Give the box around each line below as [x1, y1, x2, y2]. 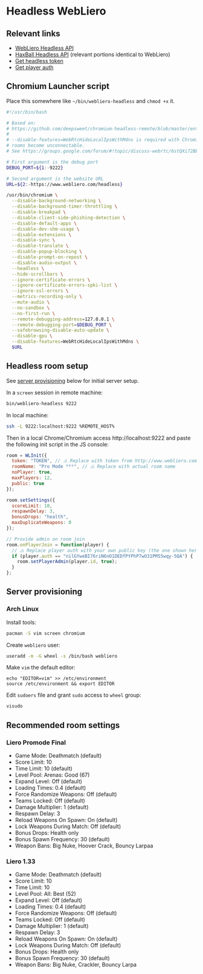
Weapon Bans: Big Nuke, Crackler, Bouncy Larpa [14, 961, 137, 969]
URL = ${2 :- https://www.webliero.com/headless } [6, 181, 123, 187]
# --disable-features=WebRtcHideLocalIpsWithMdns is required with [6, 137, 180, 143]
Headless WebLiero [6, 4, 107, 18]
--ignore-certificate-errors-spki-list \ [11, 282, 118, 288]
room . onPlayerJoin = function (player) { [6, 542, 110, 548]
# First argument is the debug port [6, 159, 98, 165]
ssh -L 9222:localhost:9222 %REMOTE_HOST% [6, 423, 115, 429]
